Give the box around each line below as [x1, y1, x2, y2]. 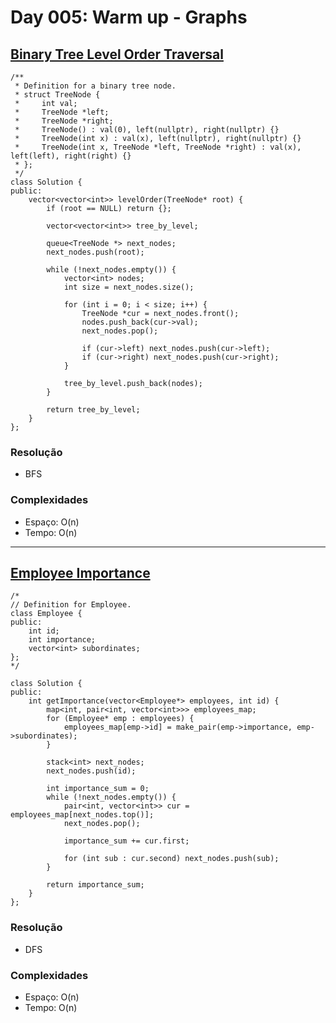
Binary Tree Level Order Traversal [10, 46, 224, 63]
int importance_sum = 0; [46, 784, 150, 794]
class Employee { [10, 609, 83, 619]
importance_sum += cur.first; [63, 836, 190, 846]
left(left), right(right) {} [10, 151, 132, 161]
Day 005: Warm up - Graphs [10, 6, 248, 29]
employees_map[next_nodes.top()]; [10, 810, 155, 820]
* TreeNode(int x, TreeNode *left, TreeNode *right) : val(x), [14, 142, 302, 152]
